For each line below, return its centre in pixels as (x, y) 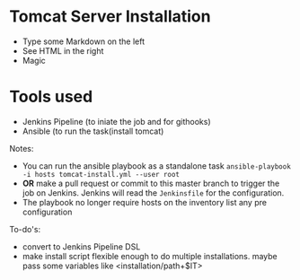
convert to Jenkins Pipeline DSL (81, 246)
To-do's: (25, 229)
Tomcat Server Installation (110, 17)
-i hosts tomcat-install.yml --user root (101, 174)
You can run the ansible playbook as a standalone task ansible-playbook (157, 166)
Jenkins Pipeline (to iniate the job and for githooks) (116, 121)
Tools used (51, 97)
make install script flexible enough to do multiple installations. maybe (150, 256)
